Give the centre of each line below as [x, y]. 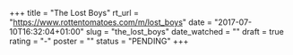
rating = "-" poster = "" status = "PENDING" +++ [99, 41]
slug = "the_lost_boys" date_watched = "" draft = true [185, 31]
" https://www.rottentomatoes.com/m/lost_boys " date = [111, 22]
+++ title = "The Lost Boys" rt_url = [74, 13]
